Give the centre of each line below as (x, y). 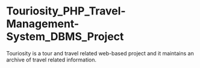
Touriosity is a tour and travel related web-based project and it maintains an (100, 53)
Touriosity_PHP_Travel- (66, 11)
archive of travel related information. (52, 60)
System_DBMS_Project (65, 37)
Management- (43, 24)
